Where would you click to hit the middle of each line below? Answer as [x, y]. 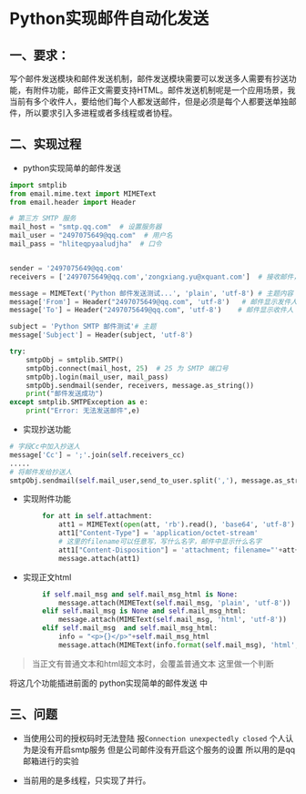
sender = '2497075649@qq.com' [67, 268]
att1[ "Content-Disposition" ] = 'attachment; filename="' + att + [178, 550]
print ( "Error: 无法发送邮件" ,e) [83, 411]
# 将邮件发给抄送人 [41, 472]
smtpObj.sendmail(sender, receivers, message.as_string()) [140, 385]
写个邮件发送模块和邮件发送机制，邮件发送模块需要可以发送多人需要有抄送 [149, 79]
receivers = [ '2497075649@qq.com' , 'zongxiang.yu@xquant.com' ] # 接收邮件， [155, 277]
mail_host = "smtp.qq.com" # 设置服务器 [86, 227]
